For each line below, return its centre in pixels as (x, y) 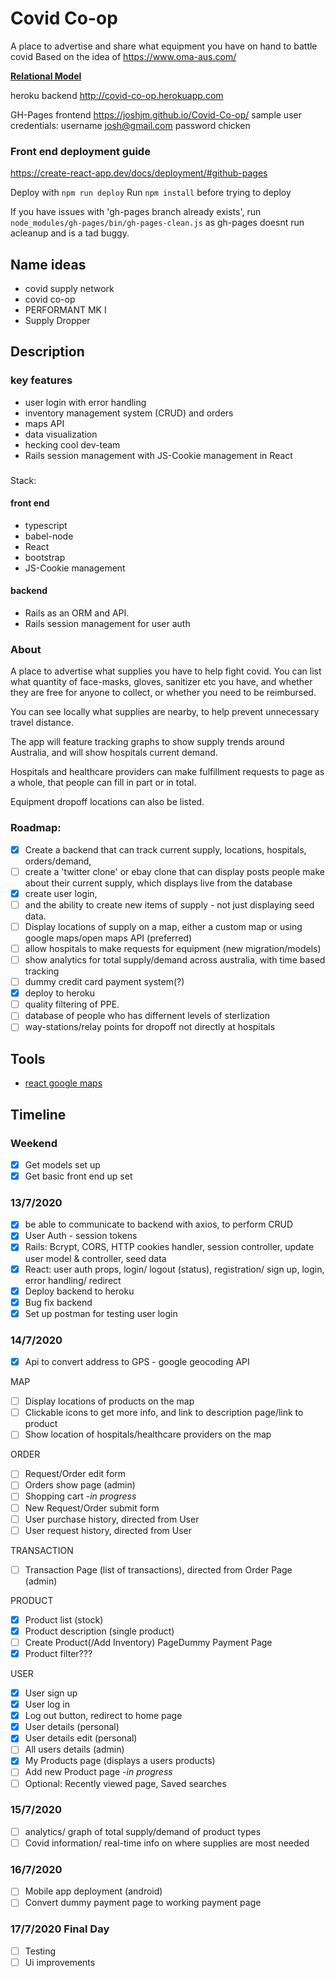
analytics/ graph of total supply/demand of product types (143, 1831)
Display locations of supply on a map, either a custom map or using (163, 926)
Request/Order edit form (75, 1474)
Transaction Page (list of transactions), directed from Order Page (158, 1569)
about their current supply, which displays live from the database (158, 883)
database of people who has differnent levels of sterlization (147, 1016)
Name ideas (48, 264)
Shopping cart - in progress (80, 1496)
